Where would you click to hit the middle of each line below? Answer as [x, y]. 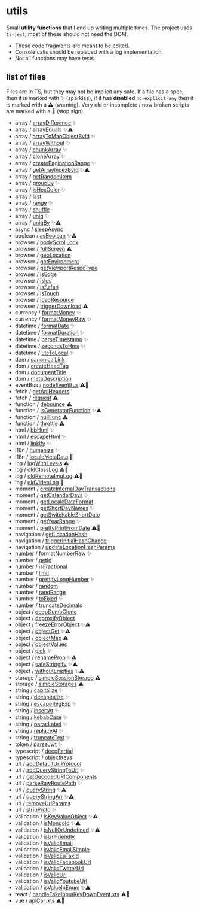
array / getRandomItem [43, 176]
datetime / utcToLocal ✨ [44, 353]
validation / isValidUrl [41, 875]
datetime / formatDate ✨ [45, 326]
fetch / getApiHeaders [42, 391]
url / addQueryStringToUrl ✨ [50, 770]
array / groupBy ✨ [37, 183]
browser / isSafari [36, 287]
